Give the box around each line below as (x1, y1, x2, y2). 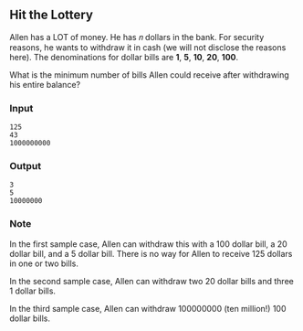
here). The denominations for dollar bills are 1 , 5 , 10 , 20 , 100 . (9, 51, 239, 62)
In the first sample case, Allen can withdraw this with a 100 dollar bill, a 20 (9, 238, 287, 250)
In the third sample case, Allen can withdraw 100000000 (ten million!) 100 (9, 303, 287, 314)
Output (9, 160, 42, 173)
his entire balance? (9, 79, 80, 90)
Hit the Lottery (9, 7, 94, 23)
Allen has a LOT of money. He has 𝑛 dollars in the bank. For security (9, 31, 265, 42)
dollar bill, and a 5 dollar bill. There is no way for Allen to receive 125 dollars (9, 248, 293, 259)
